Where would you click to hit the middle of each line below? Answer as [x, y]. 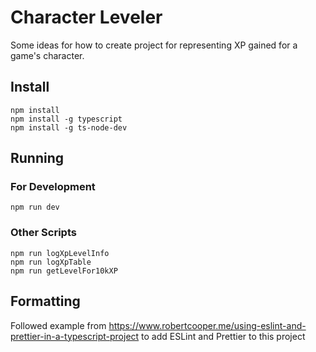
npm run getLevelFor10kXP [64, 271]
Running [37, 158]
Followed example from [58, 325]
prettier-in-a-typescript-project [75, 336]
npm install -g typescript [66, 119]
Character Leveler [86, 17]
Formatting [45, 301]
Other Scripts [43, 233]
